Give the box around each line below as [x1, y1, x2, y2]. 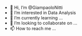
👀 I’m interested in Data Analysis [9, 10, 76, 16]
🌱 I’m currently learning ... [9, 15, 63, 20]
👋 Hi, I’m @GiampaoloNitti [9, 5, 63, 10]
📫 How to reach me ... [9, 26, 56, 31]
